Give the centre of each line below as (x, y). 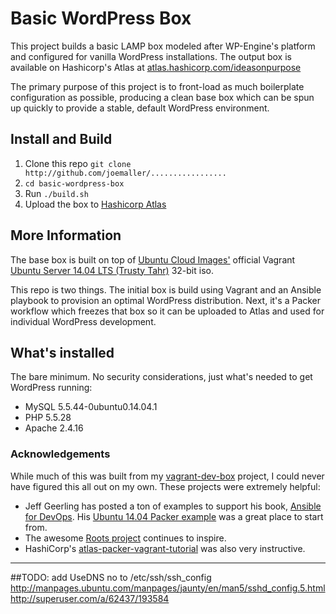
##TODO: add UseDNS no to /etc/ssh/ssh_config (111, 577)
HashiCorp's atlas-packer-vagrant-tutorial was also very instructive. (165, 548)
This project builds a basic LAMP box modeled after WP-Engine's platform (163, 46)
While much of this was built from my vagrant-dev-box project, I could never (167, 476)
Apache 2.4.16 (54, 428)
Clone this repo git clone (78, 163)
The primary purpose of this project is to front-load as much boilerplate (157, 86)
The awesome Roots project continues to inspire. (125, 538)
